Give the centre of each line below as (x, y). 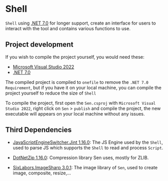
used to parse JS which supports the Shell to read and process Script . (88, 148)
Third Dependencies (38, 130)
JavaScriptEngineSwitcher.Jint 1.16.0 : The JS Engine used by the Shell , (88, 142)
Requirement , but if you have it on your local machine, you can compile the (83, 87)
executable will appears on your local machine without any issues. (75, 114)
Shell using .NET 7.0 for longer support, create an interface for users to (81, 23)
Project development (39, 45)
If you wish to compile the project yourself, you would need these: (75, 57)
